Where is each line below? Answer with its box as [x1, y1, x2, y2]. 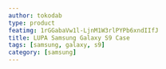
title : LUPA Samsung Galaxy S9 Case [8, 33, 130, 42]
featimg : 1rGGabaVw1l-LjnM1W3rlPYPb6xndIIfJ [8, 26, 159, 34]
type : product [8, 19, 56, 27]
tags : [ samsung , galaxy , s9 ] [8, 41, 105, 49]
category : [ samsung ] [8, 48, 77, 56]
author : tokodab [8, 11, 62, 20]
